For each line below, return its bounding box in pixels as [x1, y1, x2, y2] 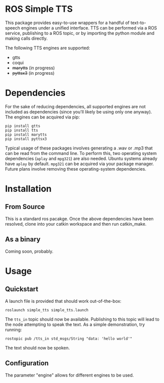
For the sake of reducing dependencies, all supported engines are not [5, 103, 146, 109]
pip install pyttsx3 [5, 136, 47, 141]
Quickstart [5, 285, 39, 294]
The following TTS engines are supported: [5, 45, 91, 51]
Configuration [5, 359, 49, 367]
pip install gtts [5, 123, 41, 128]
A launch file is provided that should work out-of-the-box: [5, 298, 121, 304]
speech [5, 25, 21, 30]
